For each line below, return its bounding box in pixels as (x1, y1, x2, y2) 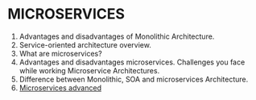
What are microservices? (19, 48, 102, 58)
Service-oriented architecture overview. (19, 40, 152, 49)
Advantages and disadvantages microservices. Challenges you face (19, 57, 246, 67)
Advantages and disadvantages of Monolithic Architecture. (19, 31, 215, 41)
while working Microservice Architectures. (19, 65, 160, 75)
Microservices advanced (19, 82, 102, 93)
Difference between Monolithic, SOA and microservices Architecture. (19, 74, 249, 84)
